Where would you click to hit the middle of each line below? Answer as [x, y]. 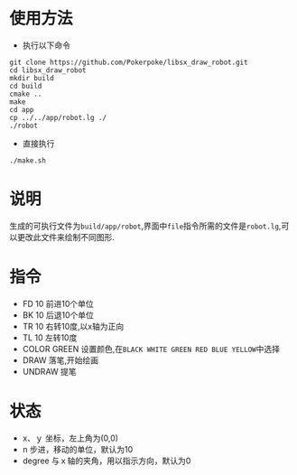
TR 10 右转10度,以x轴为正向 [73, 326]
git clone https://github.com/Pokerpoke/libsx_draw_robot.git [129, 62]
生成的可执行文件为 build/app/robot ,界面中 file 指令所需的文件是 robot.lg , [145, 226]
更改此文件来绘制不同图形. [66, 237]
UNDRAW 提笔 [49, 371]
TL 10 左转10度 [50, 337]
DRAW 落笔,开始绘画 [60, 360]
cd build [26, 86]
